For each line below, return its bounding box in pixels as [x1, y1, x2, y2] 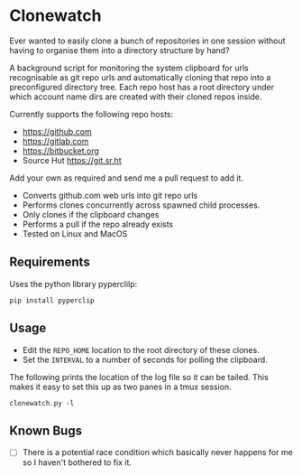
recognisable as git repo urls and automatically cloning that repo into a [9, 71, 271, 82]
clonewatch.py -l [9, 398, 75, 407]
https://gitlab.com [22, 135, 89, 146]
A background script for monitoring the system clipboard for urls [9, 62, 250, 73]
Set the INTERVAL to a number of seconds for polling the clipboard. [22, 354, 268, 365]
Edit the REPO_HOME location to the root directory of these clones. [22, 344, 260, 355]
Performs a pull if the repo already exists [22, 219, 174, 229]
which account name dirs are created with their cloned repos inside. [9, 91, 262, 102]
